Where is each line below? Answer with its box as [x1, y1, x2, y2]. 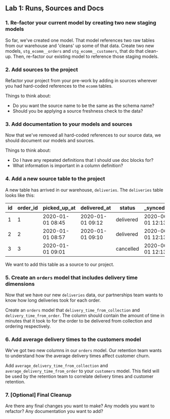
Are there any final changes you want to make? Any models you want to [5, 403, 155, 409]
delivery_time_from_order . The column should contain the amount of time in [5, 312, 164, 319]
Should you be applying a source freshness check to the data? [12, 108, 143, 114]
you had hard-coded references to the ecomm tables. [5, 83, 113, 89]
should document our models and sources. [5, 137, 95, 144]
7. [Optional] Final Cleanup [5, 392, 72, 399]
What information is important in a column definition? [12, 162, 123, 169]
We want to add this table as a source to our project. [5, 261, 115, 267]
